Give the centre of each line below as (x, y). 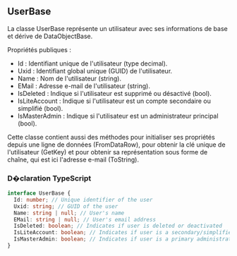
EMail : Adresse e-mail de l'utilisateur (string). (84, 86)
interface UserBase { (39, 193)
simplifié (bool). (40, 108)
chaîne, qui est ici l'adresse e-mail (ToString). (73, 159)
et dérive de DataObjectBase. (50, 36)
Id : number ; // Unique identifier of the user (83, 200)
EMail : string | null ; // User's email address (85, 219)
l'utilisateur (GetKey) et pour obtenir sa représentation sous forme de (108, 152)
